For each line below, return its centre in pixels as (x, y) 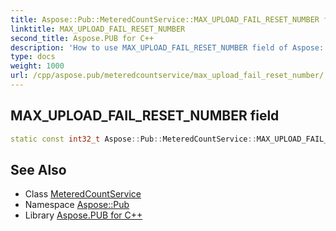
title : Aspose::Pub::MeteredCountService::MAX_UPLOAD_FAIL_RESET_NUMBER (165, 19)
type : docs (33, 57)
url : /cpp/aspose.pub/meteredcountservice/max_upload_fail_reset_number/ (167, 76)
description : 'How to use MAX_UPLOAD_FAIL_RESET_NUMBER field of (149, 47)
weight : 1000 (37, 66)
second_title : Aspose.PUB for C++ (82, 38)
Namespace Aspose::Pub (77, 205)
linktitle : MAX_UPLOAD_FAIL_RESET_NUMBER (98, 29)
